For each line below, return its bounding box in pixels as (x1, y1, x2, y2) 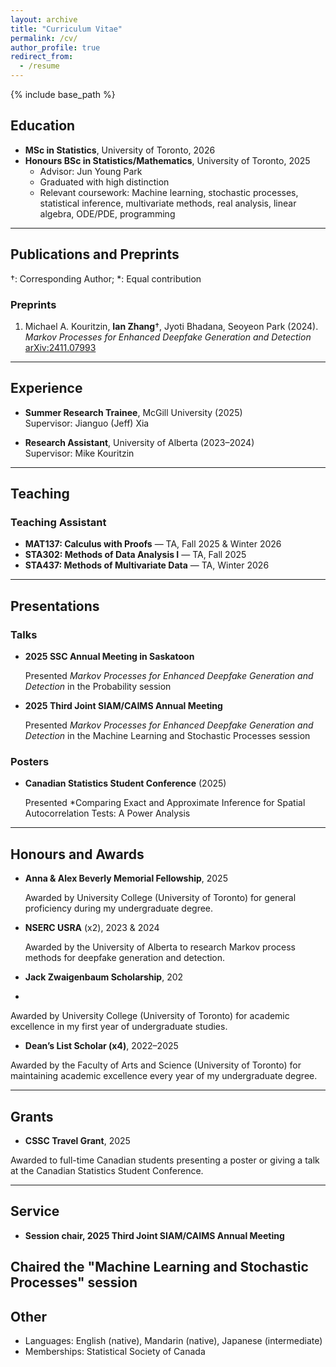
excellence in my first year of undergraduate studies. (10, 1021, 228, 1033)
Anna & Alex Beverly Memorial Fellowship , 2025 (24, 872, 228, 885)
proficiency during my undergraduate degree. (24, 902, 214, 915)
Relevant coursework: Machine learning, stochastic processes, (39, 186, 299, 198)
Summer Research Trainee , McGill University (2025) (24, 406, 243, 418)
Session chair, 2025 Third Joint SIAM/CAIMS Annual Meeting (24, 1229, 285, 1241)
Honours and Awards (10, 846, 145, 863)
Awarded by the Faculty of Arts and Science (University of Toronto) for (10, 1059, 302, 1071)
